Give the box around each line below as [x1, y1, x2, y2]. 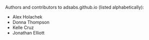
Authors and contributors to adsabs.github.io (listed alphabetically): [5, 4, 144, 10]
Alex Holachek [12, 14, 42, 19]
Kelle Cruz [12, 24, 34, 30]
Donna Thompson [12, 19, 50, 25]
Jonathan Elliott [12, 30, 45, 35]
